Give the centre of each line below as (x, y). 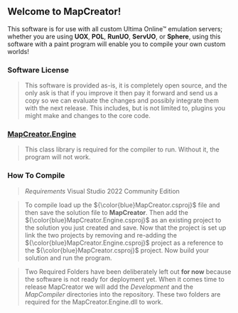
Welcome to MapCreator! (64, 12)
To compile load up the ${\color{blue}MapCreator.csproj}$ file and (122, 205)
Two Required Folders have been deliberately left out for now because (128, 271)
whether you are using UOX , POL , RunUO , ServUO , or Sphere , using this (114, 36)
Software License (38, 70)
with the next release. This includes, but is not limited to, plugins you (125, 108)
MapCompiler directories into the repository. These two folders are (123, 294)
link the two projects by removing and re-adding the (101, 235)
